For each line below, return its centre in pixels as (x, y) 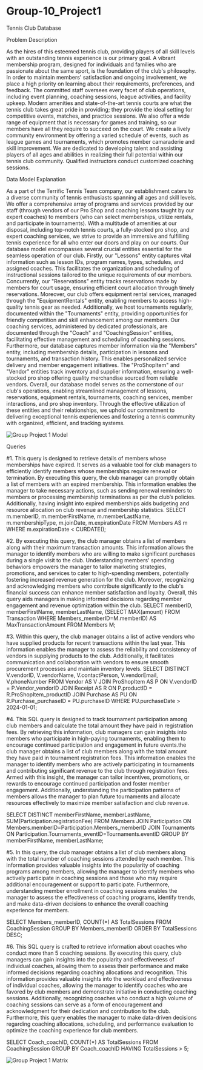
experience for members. (38, 910)
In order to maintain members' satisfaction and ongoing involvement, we (96, 77)
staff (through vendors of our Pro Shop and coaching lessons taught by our (100, 210)
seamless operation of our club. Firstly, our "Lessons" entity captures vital (99, 255)
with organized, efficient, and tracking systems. (66, 423)
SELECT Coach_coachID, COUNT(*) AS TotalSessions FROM (82, 1042)
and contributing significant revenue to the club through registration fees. (98, 770)
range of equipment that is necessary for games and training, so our (92, 122)
